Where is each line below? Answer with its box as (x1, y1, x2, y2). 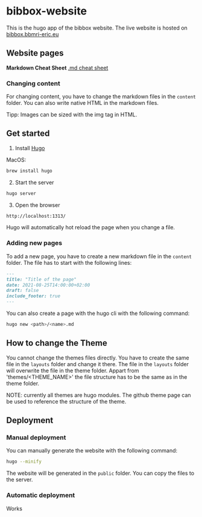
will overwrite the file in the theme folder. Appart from (6, 367, 139, 374)
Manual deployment (6, 433, 66, 442)
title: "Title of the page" (6, 276, 77, 282)
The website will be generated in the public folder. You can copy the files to (6, 469, 195, 477)
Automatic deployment (6, 491, 75, 500)
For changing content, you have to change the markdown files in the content (6, 93, 196, 100)
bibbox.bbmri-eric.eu (6, 30, 59, 37)
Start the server (14, 179, 54, 186)
